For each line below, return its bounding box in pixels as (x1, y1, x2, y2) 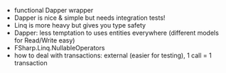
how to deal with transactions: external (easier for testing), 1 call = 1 (14, 51, 212, 60)
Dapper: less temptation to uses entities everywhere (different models (14, 28, 219, 37)
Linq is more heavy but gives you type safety (14, 21, 146, 29)
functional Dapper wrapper (14, 6, 94, 14)
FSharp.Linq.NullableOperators (14, 44, 105, 52)
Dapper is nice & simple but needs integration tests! (14, 13, 166, 22)
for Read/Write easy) (14, 36, 75, 45)
